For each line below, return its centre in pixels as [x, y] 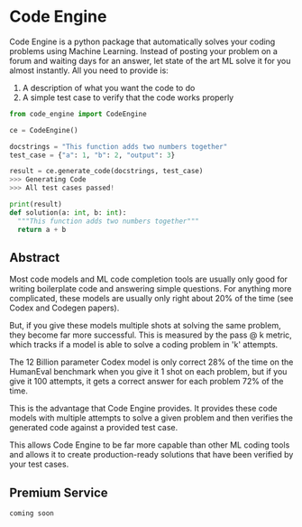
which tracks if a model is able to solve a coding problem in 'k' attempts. [144, 345]
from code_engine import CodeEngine [78, 114]
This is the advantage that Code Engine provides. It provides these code [143, 409]
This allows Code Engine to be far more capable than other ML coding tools [150, 445]
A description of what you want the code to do [109, 88]
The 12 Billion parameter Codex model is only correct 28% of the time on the [151, 362]
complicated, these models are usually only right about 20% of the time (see [151, 299]
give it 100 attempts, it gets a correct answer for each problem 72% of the [146, 382]
